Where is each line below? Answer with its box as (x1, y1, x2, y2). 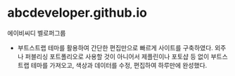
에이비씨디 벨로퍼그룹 (7, 29, 66, 37)
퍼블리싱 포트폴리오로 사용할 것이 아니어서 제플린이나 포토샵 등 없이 (25, 52, 210, 61)
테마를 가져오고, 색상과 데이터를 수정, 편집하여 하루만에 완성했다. (30, 61, 208, 69)
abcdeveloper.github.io (7, 5, 148, 21)
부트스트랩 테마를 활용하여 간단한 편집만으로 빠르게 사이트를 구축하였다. (17, 43, 213, 52)
